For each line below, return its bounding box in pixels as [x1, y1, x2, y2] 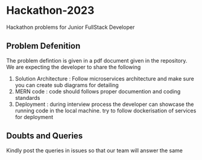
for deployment [14, 113, 54, 120]
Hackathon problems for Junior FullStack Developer [6, 23, 135, 31]
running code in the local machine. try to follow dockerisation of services [14, 106, 197, 114]
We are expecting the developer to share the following [6, 63, 141, 70]
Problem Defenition [6, 41, 81, 51]
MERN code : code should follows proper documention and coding [14, 88, 181, 95]
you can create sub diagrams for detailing [14, 81, 119, 88]
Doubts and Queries [6, 131, 83, 141]
